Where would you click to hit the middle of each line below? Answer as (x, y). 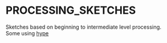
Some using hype (27, 33)
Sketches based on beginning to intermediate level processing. (83, 27)
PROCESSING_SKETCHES (71, 10)
